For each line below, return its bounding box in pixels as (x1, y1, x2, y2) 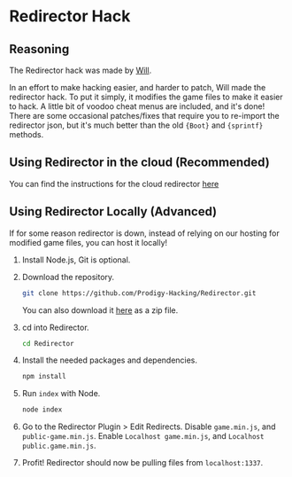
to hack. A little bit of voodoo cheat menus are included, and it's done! (9, 101, 265, 112)
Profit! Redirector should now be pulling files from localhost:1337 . (21, 457, 264, 468)
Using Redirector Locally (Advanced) (9, 204, 218, 219)
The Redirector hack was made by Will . (9, 65, 152, 75)
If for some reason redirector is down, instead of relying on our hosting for (9, 228, 280, 238)
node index (21, 405, 63, 414)
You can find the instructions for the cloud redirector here (9, 178, 219, 189)
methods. (9, 129, 44, 139)
